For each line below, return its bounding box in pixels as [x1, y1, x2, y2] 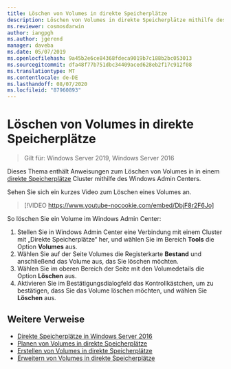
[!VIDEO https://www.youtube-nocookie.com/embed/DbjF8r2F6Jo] [23, 201, 214, 210]
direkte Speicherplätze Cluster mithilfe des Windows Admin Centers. [7, 175, 201, 183]
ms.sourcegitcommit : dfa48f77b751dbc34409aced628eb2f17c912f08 [7, 61, 192, 68]
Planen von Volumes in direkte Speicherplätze [16, 339, 148, 348]
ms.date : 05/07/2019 [7, 49, 67, 56]
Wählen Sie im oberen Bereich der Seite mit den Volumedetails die [16, 264, 205, 273]
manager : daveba [7, 42, 54, 49]
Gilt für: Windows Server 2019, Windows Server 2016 [23, 154, 175, 162]
